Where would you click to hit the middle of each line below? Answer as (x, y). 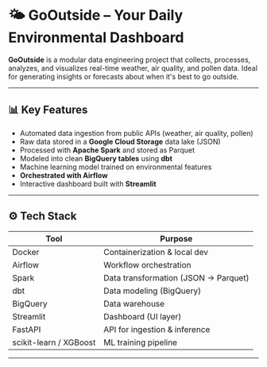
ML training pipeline (140, 342)
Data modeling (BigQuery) (152, 291)
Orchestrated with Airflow (64, 175)
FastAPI (27, 329)
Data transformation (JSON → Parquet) (176, 277)
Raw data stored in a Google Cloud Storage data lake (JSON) (120, 141)
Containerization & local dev (156, 252)
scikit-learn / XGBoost (54, 342)
